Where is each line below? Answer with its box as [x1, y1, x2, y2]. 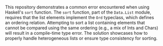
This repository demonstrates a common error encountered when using [5, 4, 150, 10]
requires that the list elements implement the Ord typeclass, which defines [5, 15, 154, 20]
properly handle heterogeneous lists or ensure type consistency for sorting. [5, 35, 158, 41]
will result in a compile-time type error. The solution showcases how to [5, 30, 148, 36]
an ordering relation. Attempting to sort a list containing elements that [5, 20, 145, 25]
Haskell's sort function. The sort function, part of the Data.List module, [5, 9, 152, 15]
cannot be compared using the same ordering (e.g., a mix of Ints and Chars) [5, 25, 159, 31]
